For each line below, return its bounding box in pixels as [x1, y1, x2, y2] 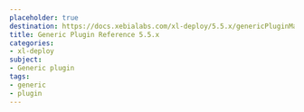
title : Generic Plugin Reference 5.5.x [9, 30, 160, 39]
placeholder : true [9, 13, 79, 23]
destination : [9, 22, 59, 31]
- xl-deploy [9, 47, 54, 56]
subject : [9, 55, 43, 64]
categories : [9, 38, 54, 48]
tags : [9, 72, 30, 81]
